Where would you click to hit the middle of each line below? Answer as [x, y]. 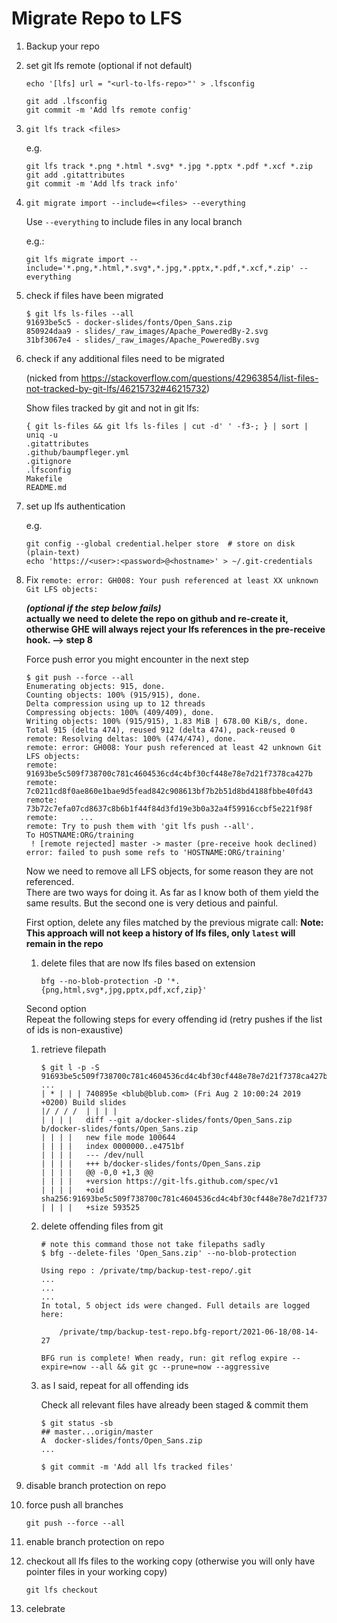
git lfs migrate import [75, 259]
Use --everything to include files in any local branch [134, 221]
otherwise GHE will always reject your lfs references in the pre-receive [175, 629]
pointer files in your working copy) [96, 1571]
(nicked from [52, 378]
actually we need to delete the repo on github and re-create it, [157, 618]
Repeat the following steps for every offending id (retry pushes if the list [174, 1019]
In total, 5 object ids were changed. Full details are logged [175, 1305]
